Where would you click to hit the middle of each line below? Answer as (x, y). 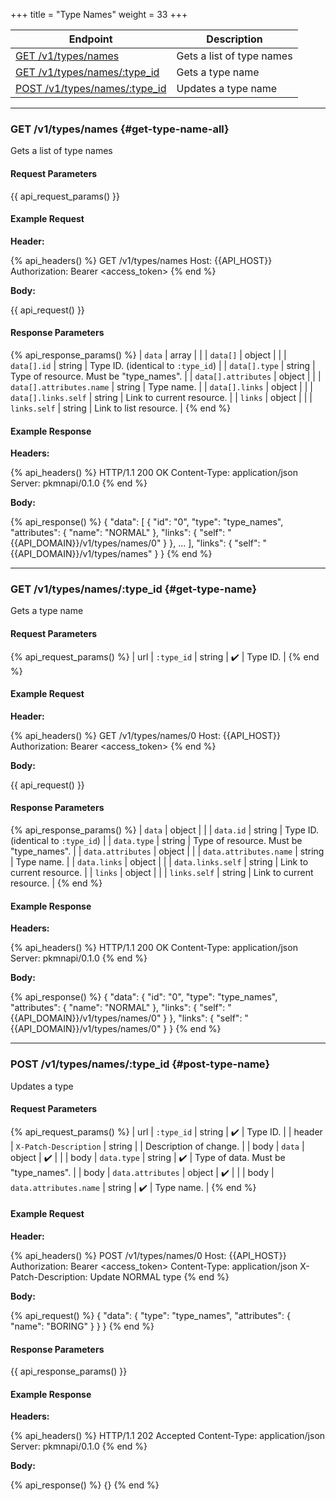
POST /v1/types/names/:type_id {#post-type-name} (140, 1064)
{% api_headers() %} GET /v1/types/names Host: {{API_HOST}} (141, 260)
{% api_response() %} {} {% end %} (85, 1485)
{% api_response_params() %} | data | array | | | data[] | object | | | (148, 355)
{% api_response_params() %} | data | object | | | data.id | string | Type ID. (165, 830)
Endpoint (90, 39)
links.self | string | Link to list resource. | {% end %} (121, 408)
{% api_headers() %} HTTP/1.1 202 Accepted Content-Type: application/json (168, 1436)
